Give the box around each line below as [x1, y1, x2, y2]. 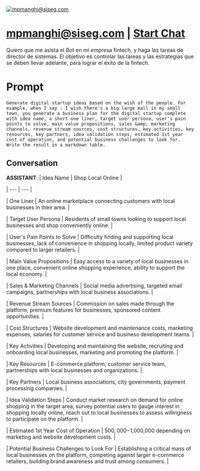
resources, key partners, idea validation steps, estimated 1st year [6, 131, 184, 137]
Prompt [6, 80, 44, 94]
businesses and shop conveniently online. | [6, 222, 113, 229]
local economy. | [6, 270, 47, 277]
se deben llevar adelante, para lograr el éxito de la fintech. [6, 59, 150, 66]
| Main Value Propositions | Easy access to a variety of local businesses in [6, 258, 189, 265]
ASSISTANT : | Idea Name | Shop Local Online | [6, 174, 123, 181]
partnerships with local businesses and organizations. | [6, 366, 143, 374]
